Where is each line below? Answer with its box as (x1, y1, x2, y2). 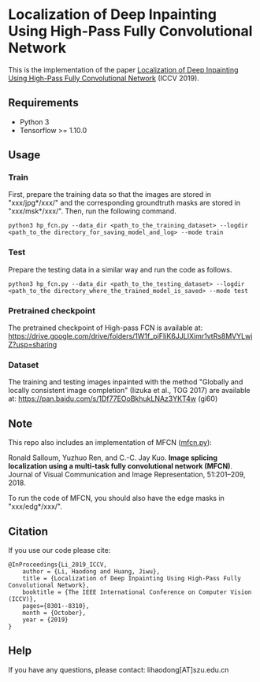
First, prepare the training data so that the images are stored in (8, 190, 211, 199)
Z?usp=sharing (8, 340, 58, 350)
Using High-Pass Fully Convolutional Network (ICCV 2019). (8, 73, 199, 83)
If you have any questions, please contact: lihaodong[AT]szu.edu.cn (8, 665, 229, 674)
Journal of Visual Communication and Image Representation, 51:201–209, (8, 470, 246, 480)
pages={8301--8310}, (22, 602, 90, 610)
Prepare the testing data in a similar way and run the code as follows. (8, 265, 232, 274)
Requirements (8, 96, 79, 109)
